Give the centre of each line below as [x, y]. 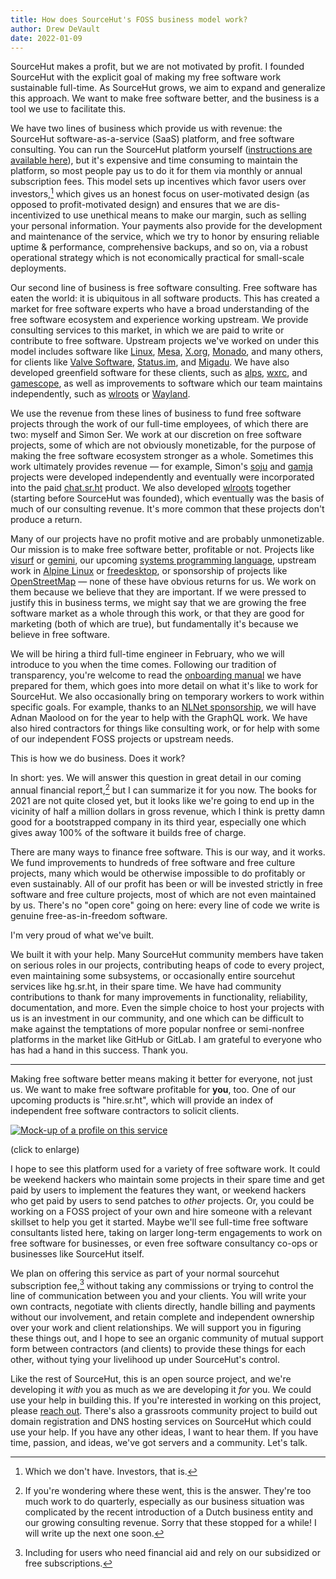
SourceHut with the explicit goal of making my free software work [146, 77]
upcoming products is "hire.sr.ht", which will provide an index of [142, 1100]
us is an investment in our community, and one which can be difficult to [157, 1018]
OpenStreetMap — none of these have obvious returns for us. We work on [163, 582]
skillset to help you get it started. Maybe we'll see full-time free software [159, 1222]
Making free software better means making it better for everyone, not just [161, 1078]
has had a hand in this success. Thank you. [99, 1050]
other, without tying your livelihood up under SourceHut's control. [145, 1360]
